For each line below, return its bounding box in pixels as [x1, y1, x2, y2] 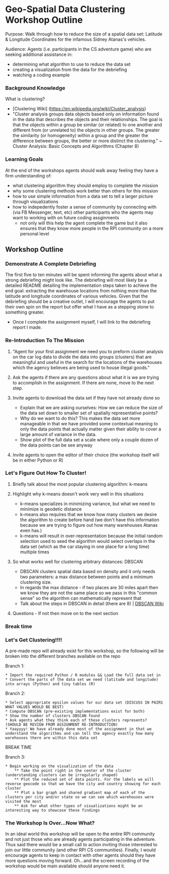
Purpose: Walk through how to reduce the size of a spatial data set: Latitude [5, 31, 162, 37]
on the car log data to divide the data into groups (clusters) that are [12, 354, 152, 360]
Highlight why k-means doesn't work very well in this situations [12, 490, 144, 497]
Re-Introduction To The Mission [5, 337, 84, 344]
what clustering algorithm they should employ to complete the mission [12, 182, 158, 189]
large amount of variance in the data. [20, 431, 97, 437]
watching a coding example [12, 72, 70, 78]
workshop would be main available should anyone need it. [5, 863, 126, 869]
